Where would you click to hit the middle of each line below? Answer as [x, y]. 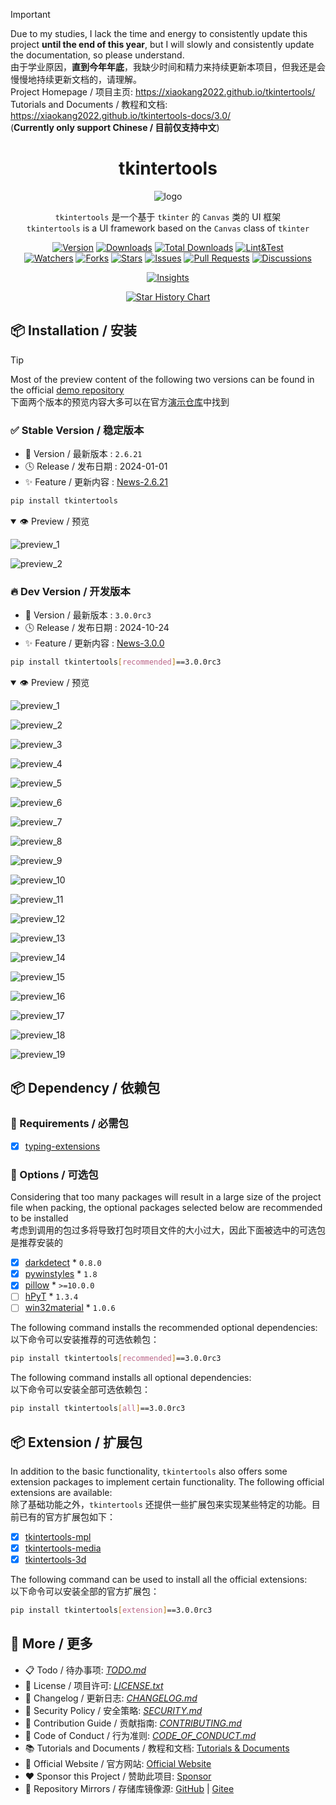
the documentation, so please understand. [97, 55]
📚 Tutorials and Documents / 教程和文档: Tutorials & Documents [157, 1748]
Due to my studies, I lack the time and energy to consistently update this [159, 33]
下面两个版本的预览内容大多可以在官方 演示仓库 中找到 [120, 401]
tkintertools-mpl [58, 1537]
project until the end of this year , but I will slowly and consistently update [162, 44]
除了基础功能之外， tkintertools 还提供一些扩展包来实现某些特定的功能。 [161, 1505]
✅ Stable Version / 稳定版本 [77, 430]
